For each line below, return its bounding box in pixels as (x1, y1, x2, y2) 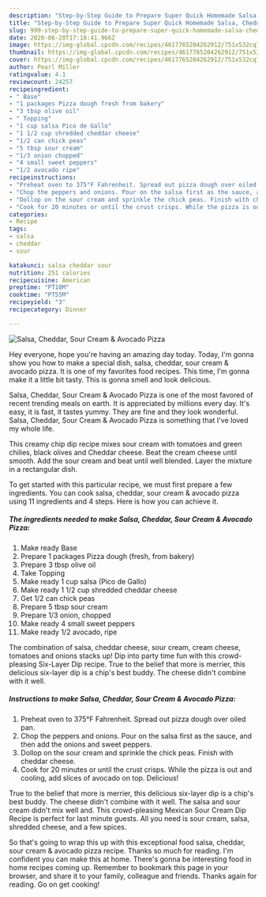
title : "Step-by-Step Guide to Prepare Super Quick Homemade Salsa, (9, 19, 239, 27)
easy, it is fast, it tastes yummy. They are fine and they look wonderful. (9, 407, 239, 416)
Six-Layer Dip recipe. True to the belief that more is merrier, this (38, 659, 245, 669)
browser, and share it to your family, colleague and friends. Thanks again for (9, 871, 257, 880)
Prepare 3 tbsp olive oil (20, 560, 96, 569)
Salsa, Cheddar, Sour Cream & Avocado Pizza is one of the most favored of (9, 390, 253, 400)
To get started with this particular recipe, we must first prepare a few (9, 480, 233, 489)
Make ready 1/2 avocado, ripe (20, 627, 118, 637)
